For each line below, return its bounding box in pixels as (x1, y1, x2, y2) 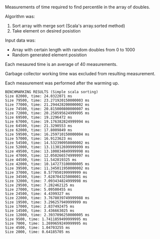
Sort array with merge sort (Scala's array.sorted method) (12, 23, 126, 29)
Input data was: (5, 37, 36, 43)
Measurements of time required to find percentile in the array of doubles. (5, 4, 150, 10)
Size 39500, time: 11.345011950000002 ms (5, 166, 90, 171)
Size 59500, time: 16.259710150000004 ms (5, 132, 90, 137)
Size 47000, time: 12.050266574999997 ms (5, 153, 90, 158)
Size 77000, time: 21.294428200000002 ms (5, 102, 90, 107)
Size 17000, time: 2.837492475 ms (5, 204, 75, 209)
